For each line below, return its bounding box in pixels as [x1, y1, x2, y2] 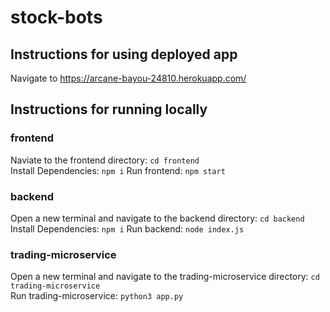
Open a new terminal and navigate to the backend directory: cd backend [10, 212, 305, 224]
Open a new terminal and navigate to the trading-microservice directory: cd [10, 271, 320, 283]
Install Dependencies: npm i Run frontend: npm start [10, 164, 226, 176]
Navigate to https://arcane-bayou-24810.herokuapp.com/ [10, 72, 247, 84]
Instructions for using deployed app [10, 46, 238, 63]
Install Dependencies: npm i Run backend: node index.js [10, 222, 245, 235]
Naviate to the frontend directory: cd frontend [10, 154, 200, 166]
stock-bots [10, 6, 103, 29]
